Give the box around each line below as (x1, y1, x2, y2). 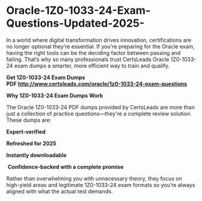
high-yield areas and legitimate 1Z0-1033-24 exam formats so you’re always (6, 181, 195, 188)
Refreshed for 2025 (6, 139, 57, 147)
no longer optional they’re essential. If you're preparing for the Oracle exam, (6, 43, 195, 50)
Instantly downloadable (6, 152, 67, 159)
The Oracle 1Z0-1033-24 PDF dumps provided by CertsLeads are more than (6, 103, 195, 110)
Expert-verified (6, 128, 46, 135)
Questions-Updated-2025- (6, 16, 145, 30)
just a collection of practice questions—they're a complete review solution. (6, 110, 192, 117)
